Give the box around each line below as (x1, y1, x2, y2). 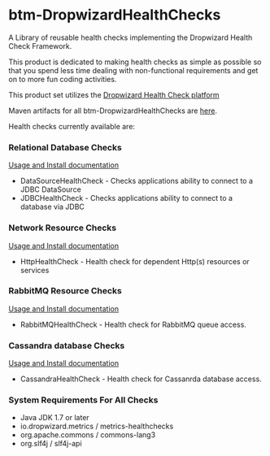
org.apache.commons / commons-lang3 (20, 430, 156, 440)
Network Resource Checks (8, 222, 117, 233)
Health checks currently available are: (8, 121, 136, 131)
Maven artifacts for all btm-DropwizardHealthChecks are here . (8, 106, 218, 115)
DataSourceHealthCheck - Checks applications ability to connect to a (20, 176, 254, 186)
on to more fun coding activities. (8, 74, 117, 84)
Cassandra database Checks (8, 340, 125, 351)
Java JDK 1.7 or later (20, 413, 89, 423)
